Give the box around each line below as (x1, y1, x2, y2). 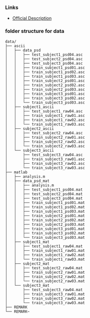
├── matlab (5, 170, 28, 175)
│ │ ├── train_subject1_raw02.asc (5, 117, 85, 122)
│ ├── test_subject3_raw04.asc (5, 152, 83, 157)
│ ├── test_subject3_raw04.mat (5, 287, 83, 292)
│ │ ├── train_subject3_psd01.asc (5, 91, 85, 96)
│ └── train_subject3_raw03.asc (5, 165, 85, 170)
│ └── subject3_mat (5, 283, 50, 288)
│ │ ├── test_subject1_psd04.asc (5, 52, 83, 57)
